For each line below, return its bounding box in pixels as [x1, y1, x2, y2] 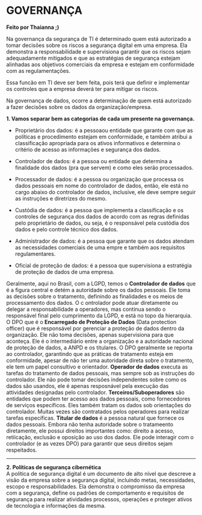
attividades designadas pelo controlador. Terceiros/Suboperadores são [6, 389, 185, 396]
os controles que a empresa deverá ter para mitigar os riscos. [6, 85, 159, 92]
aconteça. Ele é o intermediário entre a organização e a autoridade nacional [6, 337, 194, 345]
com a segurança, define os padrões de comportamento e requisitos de [6, 489, 185, 496]
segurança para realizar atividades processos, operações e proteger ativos [6, 495, 192, 503]
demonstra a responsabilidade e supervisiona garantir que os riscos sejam [6, 48, 191, 55]
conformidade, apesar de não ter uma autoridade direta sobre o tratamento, [6, 357, 194, 364]
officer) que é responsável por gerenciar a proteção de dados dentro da [6, 325, 185, 332]
